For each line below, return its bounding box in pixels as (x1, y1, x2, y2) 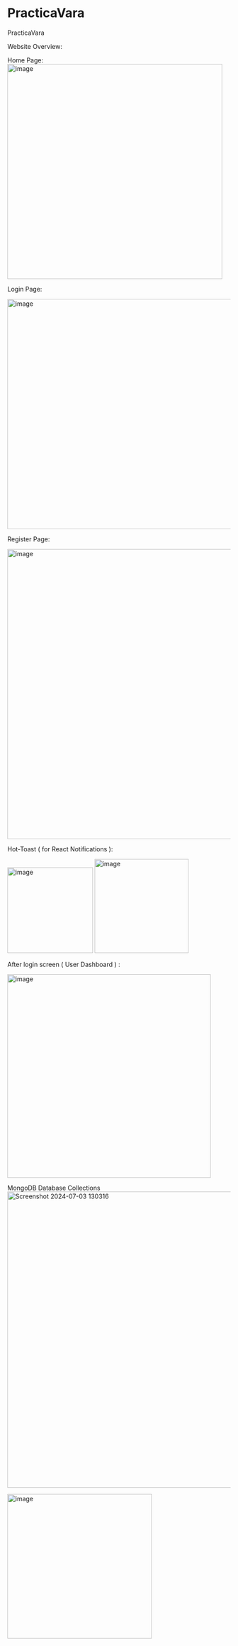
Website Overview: (7, 42, 62, 50)
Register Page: (7, 534, 50, 543)
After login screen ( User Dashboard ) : (7, 960, 120, 968)
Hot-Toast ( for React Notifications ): (7, 844, 113, 853)
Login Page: (7, 285, 42, 293)
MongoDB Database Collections (7, 1183, 101, 1192)
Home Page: (7, 55, 44, 65)
